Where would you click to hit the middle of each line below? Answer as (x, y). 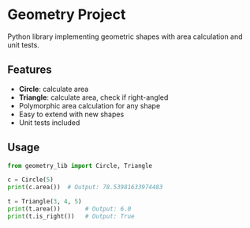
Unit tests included (49, 122)
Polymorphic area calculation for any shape (90, 105)
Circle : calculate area (54, 89)
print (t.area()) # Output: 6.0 (69, 209)
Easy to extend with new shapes (71, 114)
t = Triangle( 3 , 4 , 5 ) (45, 202)
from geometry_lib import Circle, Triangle (80, 165)
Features (30, 70)
